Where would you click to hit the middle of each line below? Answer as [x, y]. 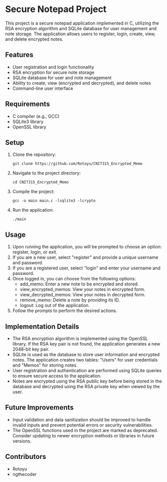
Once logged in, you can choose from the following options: [74, 279]
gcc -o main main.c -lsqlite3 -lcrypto [54, 201]
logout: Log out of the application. [55, 305]
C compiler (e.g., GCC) [36, 116]
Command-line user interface [43, 88]
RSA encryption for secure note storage [53, 72]
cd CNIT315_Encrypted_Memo [40, 182]
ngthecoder [24, 474]
